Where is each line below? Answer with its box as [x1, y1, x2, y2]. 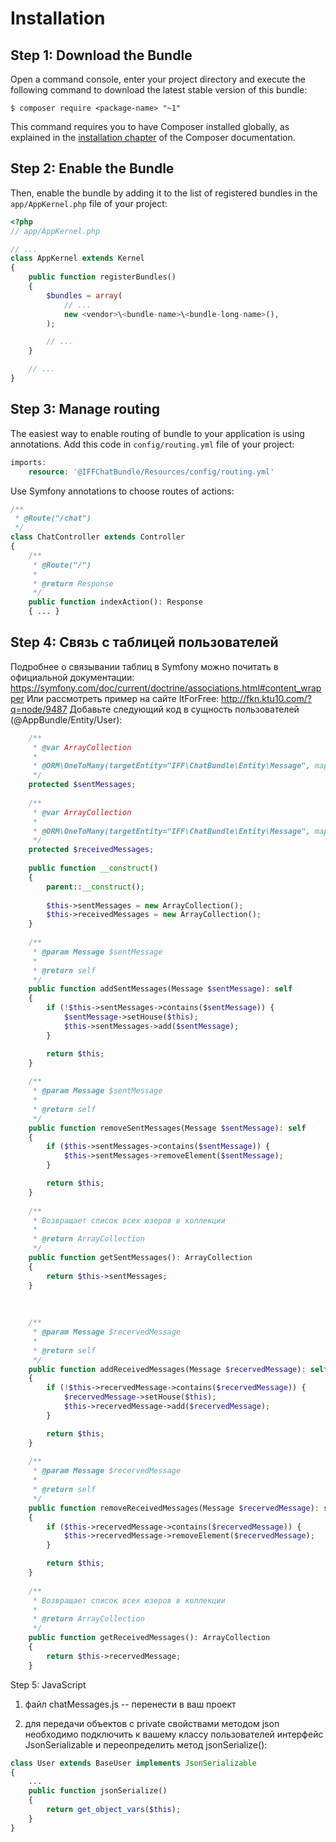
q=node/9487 [10, 703, 68, 715]
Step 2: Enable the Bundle [10, 160, 175, 177]
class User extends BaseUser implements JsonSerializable [10, 1758, 257, 1768]
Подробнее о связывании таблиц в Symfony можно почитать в [10, 660, 279, 672]
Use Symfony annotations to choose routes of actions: [10, 485, 235, 497]
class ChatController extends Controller [10, 532, 186, 542]
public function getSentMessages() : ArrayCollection [28, 1253, 253, 1263]
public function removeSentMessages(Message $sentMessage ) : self [28, 1123, 307, 1133]
